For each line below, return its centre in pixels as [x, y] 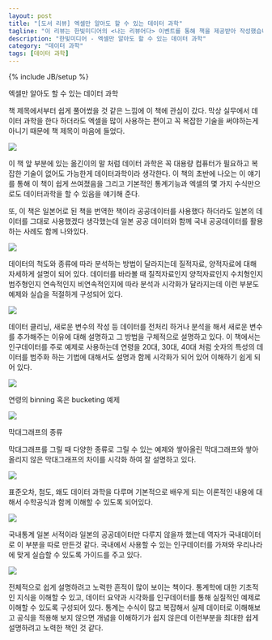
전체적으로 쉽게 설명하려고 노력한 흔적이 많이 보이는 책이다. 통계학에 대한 [123, 587]
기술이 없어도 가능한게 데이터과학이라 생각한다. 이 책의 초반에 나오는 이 [134, 174]
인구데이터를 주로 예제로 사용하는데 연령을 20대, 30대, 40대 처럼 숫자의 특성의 [132, 347]
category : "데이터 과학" [46, 46]
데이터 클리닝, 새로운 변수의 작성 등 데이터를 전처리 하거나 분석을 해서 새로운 [128, 326]
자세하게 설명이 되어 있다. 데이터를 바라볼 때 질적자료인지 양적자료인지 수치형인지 [136, 274]
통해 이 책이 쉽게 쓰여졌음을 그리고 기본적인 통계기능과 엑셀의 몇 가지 [125, 184]
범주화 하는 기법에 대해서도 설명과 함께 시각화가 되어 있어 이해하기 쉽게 [141, 357]
